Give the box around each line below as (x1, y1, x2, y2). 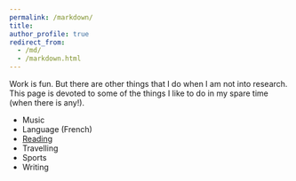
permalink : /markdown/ (9, 12, 93, 22)
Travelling (21, 143, 59, 153)
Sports (21, 153, 47, 162)
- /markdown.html (17, 54, 82, 63)
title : (9, 21, 34, 30)
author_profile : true (9, 29, 90, 38)
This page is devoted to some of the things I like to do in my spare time (9, 88, 268, 98)
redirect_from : (9, 37, 66, 47)
